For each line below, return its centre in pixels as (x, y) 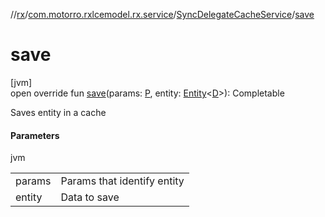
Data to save (90, 197)
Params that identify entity (122, 181)
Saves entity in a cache (58, 112)
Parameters (35, 135)
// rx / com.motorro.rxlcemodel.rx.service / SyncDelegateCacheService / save (162, 14)
